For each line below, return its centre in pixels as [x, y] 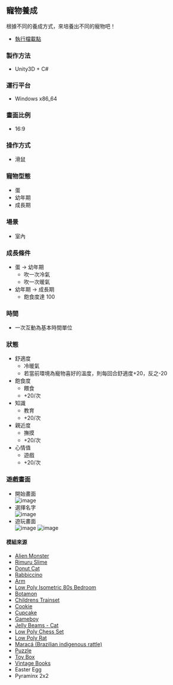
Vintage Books [33, 663]
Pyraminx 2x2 [32, 675]
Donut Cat [27, 568]
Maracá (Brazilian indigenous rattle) [59, 644]
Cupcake [26, 612]
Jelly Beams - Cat [37, 625]
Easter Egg [28, 669]
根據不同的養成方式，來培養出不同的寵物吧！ [61, 26]
